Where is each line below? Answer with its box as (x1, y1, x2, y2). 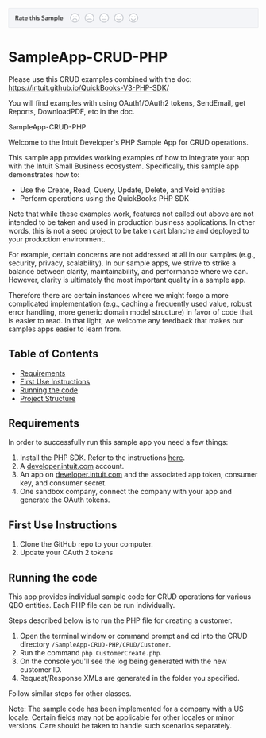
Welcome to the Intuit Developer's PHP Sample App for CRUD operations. (8, 137, 249, 147)
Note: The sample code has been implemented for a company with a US (8, 704, 244, 714)
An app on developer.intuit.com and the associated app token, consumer (19, 469, 258, 480)
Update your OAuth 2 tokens (19, 548, 114, 558)
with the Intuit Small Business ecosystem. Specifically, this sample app (8, 161, 240, 171)
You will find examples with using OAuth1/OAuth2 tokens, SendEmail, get (8, 98, 246, 107)
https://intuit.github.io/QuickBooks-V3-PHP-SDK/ (8, 83, 169, 92)
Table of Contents (8, 347, 99, 361)
